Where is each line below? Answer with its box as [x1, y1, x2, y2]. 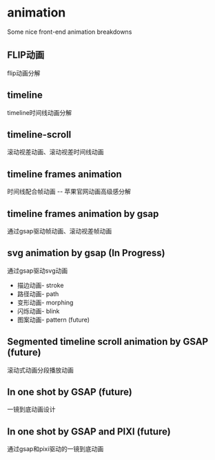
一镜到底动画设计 [7, 405, 56, 414]
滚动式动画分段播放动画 [7, 366, 74, 374]
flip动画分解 [7, 69, 41, 77]
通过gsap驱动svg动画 [7, 266, 68, 275]
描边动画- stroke [17, 281, 64, 289]
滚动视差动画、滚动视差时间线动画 [7, 148, 104, 156]
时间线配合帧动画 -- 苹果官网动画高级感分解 [7, 187, 131, 196]
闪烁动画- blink [17, 306, 60, 315]
